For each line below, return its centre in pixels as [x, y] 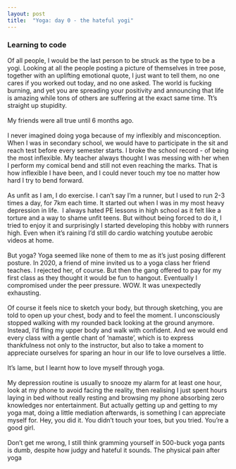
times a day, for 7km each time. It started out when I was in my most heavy [116, 202]
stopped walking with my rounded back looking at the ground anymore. [111, 322]
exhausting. [24, 293]
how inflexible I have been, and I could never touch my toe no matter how [114, 173]
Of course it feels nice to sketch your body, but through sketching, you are [115, 307]
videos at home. [31, 240]
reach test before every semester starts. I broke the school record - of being [118, 150]
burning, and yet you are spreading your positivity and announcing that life [116, 90]
